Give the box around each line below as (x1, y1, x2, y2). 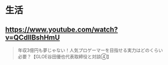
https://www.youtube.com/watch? (5, 25, 118, 34)
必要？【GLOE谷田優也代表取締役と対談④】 (17, 54, 112, 59)
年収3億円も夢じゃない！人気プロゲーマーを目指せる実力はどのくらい (17, 47, 163, 53)
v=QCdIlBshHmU (5, 33, 60, 42)
